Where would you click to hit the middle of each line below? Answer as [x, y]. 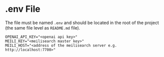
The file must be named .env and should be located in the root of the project [82, 23]
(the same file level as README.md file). [43, 28]
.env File [23, 9]
